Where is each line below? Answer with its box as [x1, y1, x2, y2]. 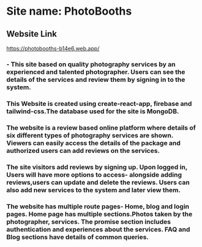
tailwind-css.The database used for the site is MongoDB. [6, 107, 179, 116]
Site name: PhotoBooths [6, 4, 132, 18]
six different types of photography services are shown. [6, 131, 173, 139]
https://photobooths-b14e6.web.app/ [6, 45, 100, 52]
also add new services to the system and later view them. [6, 185, 181, 194]
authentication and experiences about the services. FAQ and [6, 225, 190, 234]
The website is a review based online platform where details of [6, 123, 196, 132]
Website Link [6, 29, 57, 39]
